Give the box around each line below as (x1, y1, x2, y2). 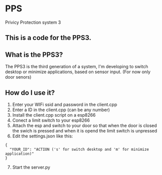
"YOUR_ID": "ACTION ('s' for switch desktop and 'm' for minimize (9, 147, 149, 152)
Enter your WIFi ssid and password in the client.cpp (12, 101, 118, 107)
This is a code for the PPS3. (5, 34, 91, 42)
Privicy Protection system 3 (5, 19, 61, 25)
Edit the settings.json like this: (12, 133, 73, 139)
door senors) (5, 74, 32, 80)
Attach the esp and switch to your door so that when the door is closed (12, 122, 157, 129)
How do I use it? (5, 88, 55, 97)
